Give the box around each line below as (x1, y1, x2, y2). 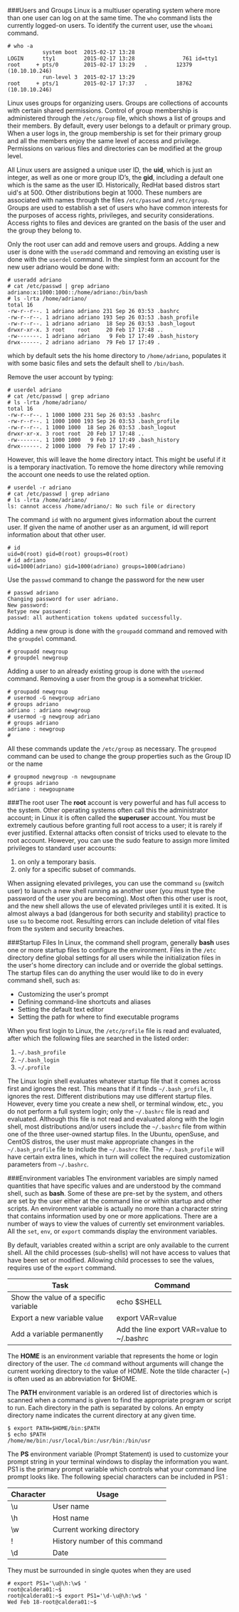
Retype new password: (7, 608, 72, 615)
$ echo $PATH (7, 1431, 46, 1438)
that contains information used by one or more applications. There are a (7, 1212, 218, 1220)
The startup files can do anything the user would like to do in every (7, 969, 204, 977)
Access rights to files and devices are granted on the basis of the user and (7, 219, 226, 227)
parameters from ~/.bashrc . (7, 1160, 89, 1169)
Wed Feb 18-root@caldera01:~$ (7, 1598, 97, 1606)
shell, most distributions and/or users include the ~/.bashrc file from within (7, 1122, 227, 1131)
